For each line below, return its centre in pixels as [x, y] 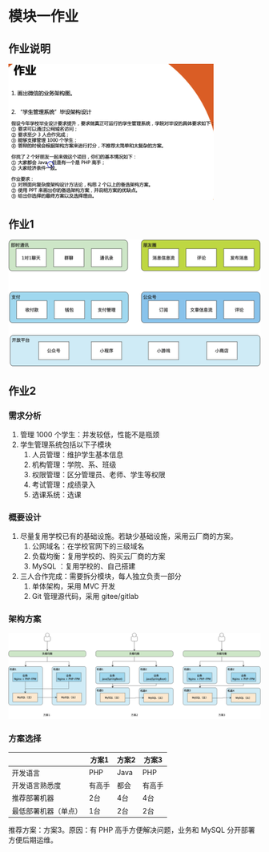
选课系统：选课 [56, 495]
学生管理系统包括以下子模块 [66, 444]
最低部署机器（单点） [47, 810]
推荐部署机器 [33, 798]
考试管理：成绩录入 [64, 484]
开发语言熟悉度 [36, 786]
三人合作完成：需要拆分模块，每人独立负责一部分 [100, 577]
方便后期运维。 [33, 840]
